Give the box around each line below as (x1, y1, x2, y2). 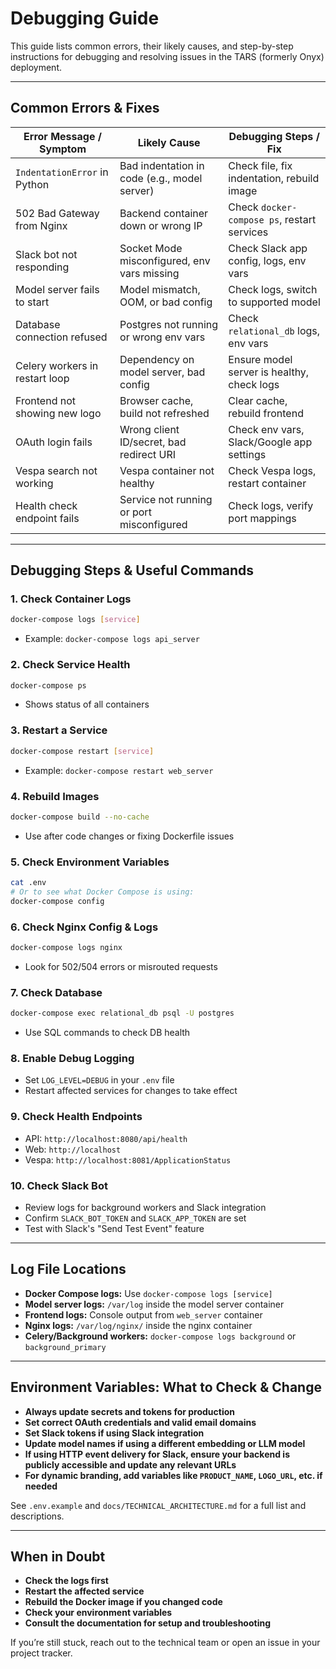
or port (119, 505, 152, 519)
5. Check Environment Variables (10, 855, 170, 869)
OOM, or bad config (119, 295, 213, 309)
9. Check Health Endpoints (10, 1110, 143, 1124)
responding (15, 260, 70, 274)
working (15, 476, 54, 490)
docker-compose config (10, 896, 105, 906)
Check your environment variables (24, 1607, 173, 1619)
